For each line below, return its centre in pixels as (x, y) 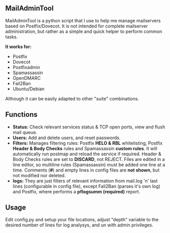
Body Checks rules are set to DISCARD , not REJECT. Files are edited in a (89, 159)
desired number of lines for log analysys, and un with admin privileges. (79, 225)
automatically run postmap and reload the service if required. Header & (87, 154)
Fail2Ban (22, 83)
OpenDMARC (27, 78)
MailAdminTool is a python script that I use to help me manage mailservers (83, 20)
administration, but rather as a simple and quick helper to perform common (84, 31)
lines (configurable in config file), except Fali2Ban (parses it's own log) (87, 186)
